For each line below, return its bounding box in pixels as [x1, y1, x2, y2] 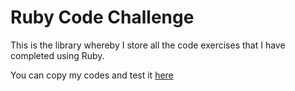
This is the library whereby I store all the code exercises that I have [10, 39, 286, 51]
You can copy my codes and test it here [10, 69, 174, 81]
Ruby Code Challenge [10, 6, 195, 29]
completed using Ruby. [10, 49, 105, 61]
